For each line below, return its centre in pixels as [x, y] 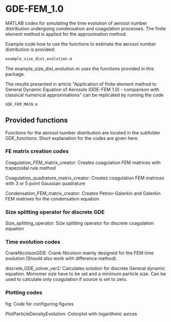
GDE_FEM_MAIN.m [22, 104]
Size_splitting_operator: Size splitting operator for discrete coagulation [80, 223]
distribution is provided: [30, 49]
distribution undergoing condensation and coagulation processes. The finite [85, 28]
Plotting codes [24, 293]
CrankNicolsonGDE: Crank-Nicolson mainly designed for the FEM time [80, 253]
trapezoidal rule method [31, 168]
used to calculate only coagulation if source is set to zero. [66, 279]
